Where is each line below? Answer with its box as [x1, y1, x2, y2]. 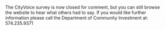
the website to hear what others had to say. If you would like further [5, 9, 146, 15]
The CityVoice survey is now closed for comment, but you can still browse [5, 4, 160, 10]
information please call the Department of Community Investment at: [5, 15, 148, 20]
